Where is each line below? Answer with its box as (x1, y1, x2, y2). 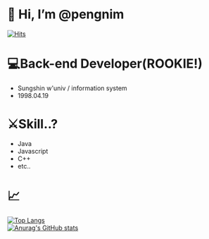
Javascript (17, 147, 49, 155)
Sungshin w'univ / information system (17, 84, 128, 92)
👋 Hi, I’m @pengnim (7, 6, 125, 23)
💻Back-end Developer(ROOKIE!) (7, 56, 203, 72)
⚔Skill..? (7, 116, 58, 133)
